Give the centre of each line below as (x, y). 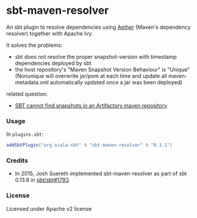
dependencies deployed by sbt (53, 63)
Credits (17, 161)
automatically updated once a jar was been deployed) (116, 82)
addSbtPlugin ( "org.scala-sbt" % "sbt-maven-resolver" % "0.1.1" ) (89, 145)
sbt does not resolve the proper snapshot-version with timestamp (96, 56)
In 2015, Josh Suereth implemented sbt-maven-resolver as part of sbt (101, 174)
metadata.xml (32, 82)
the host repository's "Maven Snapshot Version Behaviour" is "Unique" (102, 69)
